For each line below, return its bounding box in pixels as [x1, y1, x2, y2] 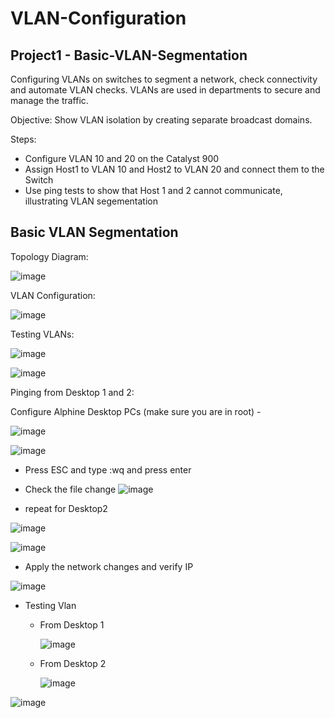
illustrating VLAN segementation [24, 195, 158, 207]
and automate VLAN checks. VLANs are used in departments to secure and [10, 84, 321, 96]
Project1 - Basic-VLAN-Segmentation [10, 47, 248, 64]
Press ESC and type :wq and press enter [24, 463, 192, 476]
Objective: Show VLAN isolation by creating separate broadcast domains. [10, 114, 313, 126]
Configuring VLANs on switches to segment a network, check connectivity [10, 73, 318, 85]
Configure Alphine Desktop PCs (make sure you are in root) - [10, 405, 262, 417]
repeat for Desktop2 [24, 502, 108, 514]
